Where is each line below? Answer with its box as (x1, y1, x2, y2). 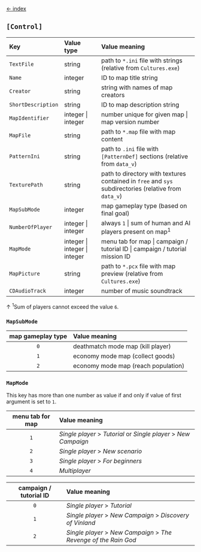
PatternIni (9, 153, 40, 159)
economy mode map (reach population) (72, 362, 185, 370)
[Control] (6, 22, 43, 31)
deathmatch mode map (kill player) (72, 342, 172, 351)
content (101, 135, 123, 143)
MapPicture (9, 270, 40, 277)
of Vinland (66, 518, 96, 527)
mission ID (101, 252, 130, 261)
